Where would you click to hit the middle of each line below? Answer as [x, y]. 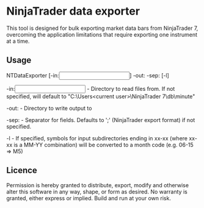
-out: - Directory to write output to [49, 108]
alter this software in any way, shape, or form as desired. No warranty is [97, 192]
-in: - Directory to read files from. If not [91, 88]
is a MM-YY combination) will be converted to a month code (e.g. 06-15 [104, 145]
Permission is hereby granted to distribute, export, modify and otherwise [98, 185]
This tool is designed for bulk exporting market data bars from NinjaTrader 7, [102, 28]
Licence [22, 170]
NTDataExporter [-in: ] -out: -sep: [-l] [88, 75]
